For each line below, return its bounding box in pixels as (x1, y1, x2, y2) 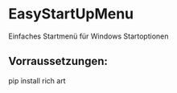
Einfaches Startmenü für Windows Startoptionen (8, 31, 169, 41)
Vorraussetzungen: (8, 55, 109, 68)
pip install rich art (8, 75, 66, 85)
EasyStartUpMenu (8, 5, 134, 23)
